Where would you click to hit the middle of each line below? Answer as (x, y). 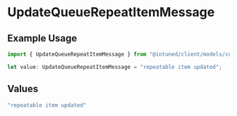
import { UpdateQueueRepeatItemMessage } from (77, 54)
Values (23, 89)
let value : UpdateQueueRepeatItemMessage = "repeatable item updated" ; (115, 67)
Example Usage (42, 38)
